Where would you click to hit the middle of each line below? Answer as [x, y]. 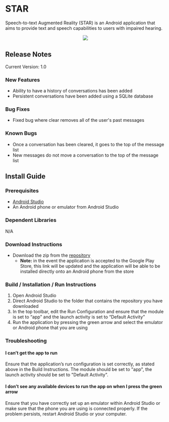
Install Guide [25, 177]
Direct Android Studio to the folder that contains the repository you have [88, 301]
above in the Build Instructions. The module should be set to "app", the [79, 369]
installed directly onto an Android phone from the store [77, 271]
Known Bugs [21, 133]
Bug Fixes [18, 109]
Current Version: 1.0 [26, 67]
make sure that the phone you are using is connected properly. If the [76, 408]
